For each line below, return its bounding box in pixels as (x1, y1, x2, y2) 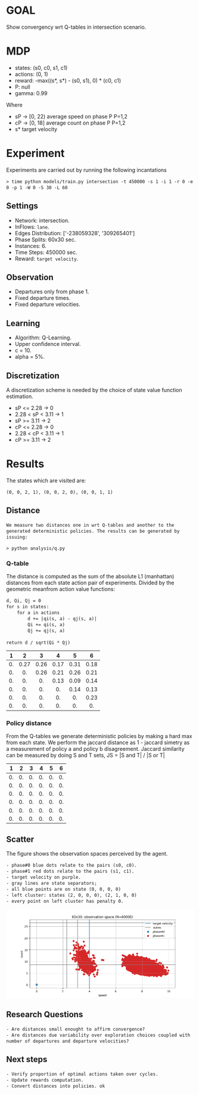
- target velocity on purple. (6, 875, 82, 881)
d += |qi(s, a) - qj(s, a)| (27, 616, 97, 622)
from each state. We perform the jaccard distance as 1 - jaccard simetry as (6, 739, 190, 746)
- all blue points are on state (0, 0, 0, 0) (6, 887, 121, 893)
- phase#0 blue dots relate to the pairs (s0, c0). (6, 863, 137, 869)
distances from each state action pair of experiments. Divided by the (6, 579, 175, 587)
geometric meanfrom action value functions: (6, 586, 116, 593)
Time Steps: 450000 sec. (14, 248, 77, 256)
